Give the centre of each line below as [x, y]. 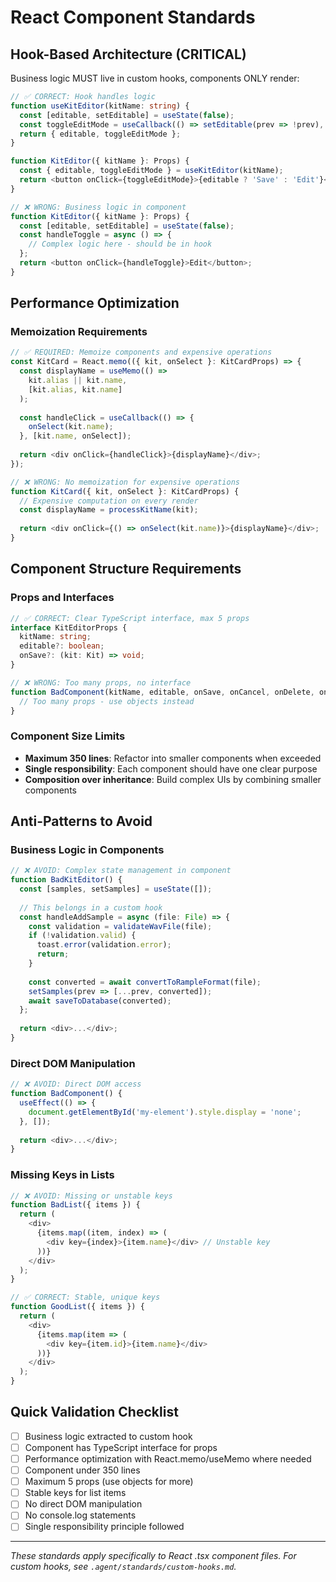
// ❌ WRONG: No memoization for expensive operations [125, 482]
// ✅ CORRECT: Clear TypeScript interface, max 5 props [130, 618]
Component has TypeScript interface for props [121, 1447]
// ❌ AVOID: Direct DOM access [76, 1084]
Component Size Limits [68, 736]
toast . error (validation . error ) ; [104, 945]
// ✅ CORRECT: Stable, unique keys [85, 1297]
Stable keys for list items [75, 1493]
